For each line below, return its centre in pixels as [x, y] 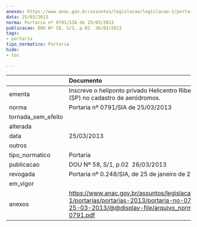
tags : [13, 33]
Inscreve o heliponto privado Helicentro [123, 90]
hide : [13, 50]
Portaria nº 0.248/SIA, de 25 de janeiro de [127, 174]
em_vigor [21, 184]
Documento [86, 80]
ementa [20, 94]
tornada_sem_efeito [36, 117]
